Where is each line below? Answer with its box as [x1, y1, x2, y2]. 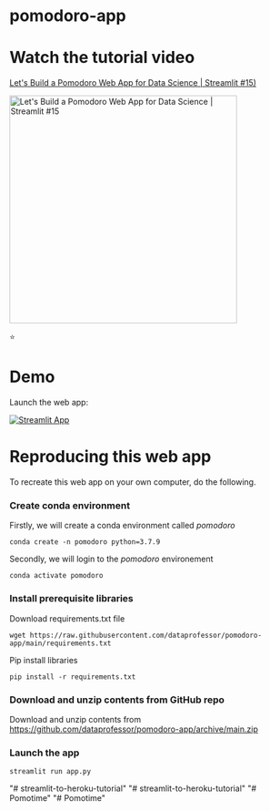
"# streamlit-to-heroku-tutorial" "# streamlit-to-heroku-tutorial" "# [9, 783, 257, 794]
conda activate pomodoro [9, 571, 104, 580]
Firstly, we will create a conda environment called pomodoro [9, 520, 235, 531]
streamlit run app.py [9, 767, 92, 776]
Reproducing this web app [9, 447, 212, 467]
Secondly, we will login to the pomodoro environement [9, 553, 214, 565]
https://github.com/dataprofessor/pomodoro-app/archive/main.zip [9, 724, 259, 734]
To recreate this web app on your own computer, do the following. [9, 477, 256, 488]
